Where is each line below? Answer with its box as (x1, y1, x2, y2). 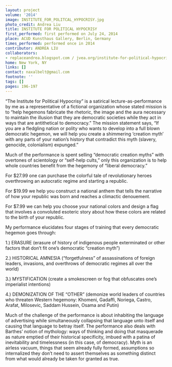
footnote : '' (5, 74, 33, 80)
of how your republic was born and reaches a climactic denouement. (5, 193, 150, 199)
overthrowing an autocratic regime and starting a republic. (5, 178, 128, 184)
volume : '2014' (5, 12, 38, 17)
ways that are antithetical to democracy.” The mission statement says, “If (5, 120, 159, 126)
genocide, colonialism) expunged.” (5, 142, 79, 148)
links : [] (5, 65, 27, 70)
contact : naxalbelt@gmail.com (5, 70, 70, 75)
